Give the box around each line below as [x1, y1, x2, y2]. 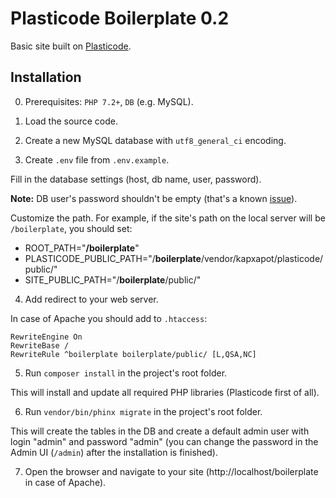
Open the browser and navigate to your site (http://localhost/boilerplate [24, 465, 319, 477]
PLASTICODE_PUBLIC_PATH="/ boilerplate [24, 252, 202, 264]
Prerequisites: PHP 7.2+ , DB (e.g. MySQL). [24, 95, 194, 107]
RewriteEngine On [10, 332, 83, 342]
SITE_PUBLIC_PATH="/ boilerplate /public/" [24, 273, 202, 286]
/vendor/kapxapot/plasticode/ [200, 252, 324, 264]
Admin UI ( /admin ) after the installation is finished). [10, 446, 218, 458]
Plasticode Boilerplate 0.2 [10, 7, 230, 30]
